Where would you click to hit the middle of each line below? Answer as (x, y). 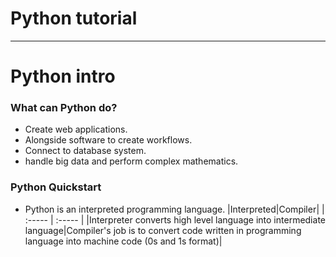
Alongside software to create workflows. (108, 140)
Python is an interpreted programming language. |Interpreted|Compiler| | (174, 209)
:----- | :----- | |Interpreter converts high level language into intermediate (175, 219)
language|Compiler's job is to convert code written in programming (163, 230)
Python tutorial (74, 18)
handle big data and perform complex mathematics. (131, 161)
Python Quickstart (56, 187)
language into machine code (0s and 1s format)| (123, 241)
